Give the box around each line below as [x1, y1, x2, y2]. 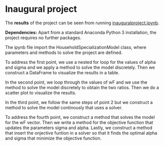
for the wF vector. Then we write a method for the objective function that [5, 119, 153, 125]
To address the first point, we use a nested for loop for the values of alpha [5, 59, 156, 65]
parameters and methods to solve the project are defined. [5, 49, 123, 55]
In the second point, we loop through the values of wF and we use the [5, 79, 147, 85]
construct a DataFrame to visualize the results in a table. [5, 69, 120, 75]
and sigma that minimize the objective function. [5, 135, 102, 141]
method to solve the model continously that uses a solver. [5, 104, 123, 110]
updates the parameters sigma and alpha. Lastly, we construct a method [5, 125, 152, 131]
